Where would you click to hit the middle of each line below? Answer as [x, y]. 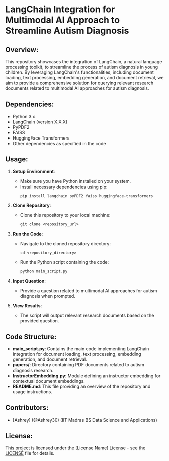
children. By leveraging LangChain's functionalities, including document [80, 72]
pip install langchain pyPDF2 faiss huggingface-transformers [87, 196]
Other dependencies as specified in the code [59, 143]
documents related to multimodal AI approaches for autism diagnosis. [77, 88]
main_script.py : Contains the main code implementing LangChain [81, 349]
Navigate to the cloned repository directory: [65, 243]
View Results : [27, 306]
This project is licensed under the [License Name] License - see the [75, 448]
